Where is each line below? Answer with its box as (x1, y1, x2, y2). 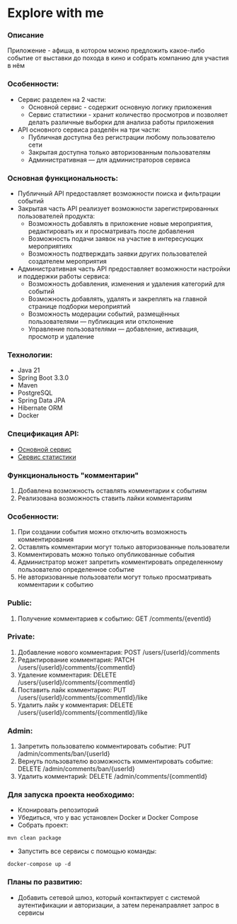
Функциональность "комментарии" (7, 470, 139, 480)
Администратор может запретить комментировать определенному (17, 558, 224, 566)
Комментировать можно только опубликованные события (17, 551, 195, 559)
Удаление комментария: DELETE (17, 670, 117, 679)
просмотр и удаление (28, 332, 95, 341)
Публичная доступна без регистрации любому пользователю (28, 133, 216, 141)
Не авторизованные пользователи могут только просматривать (17, 573, 212, 582)
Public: (7, 598, 33, 608)
